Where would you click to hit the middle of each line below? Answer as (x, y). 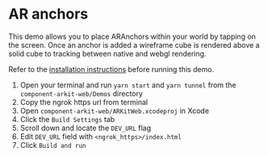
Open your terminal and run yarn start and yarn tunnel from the (128, 85)
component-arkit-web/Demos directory (82, 93)
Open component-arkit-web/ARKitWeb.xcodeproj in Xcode (115, 111)
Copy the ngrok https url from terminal (84, 102)
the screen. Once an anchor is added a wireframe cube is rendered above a (134, 44)
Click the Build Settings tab (67, 119)
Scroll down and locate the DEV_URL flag (86, 128)
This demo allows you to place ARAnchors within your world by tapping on (132, 36)
